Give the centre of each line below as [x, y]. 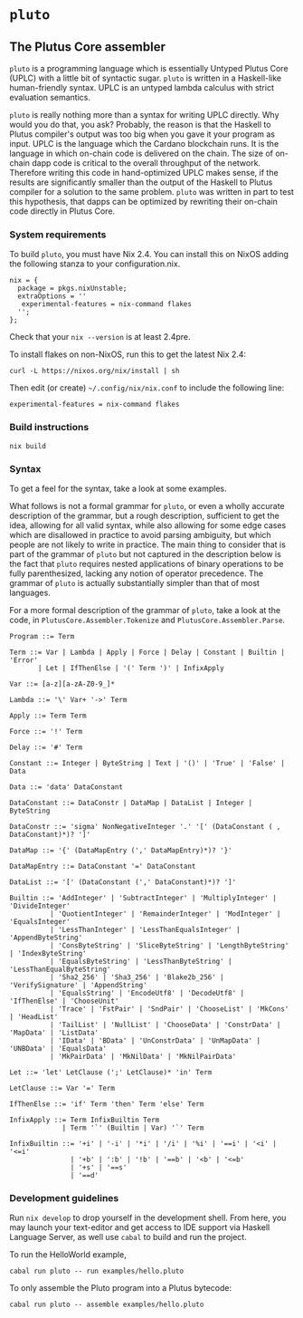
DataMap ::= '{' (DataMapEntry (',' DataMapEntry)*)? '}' [121, 850]
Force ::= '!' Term [46, 731]
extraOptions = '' [52, 296]
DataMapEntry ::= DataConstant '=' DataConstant [103, 866]
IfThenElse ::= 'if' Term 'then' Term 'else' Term [107, 1104]
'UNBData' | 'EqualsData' [58, 1048]
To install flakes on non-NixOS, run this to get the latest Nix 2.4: [128, 354]
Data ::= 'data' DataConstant [66, 787]
